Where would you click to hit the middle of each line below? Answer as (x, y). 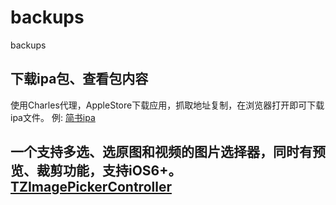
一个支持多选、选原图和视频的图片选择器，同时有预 (168, 152)
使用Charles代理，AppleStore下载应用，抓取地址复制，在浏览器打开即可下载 (167, 105)
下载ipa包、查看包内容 (79, 79)
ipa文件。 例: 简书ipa (53, 117)
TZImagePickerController (91, 187)
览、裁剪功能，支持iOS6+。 (96, 171)
